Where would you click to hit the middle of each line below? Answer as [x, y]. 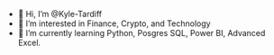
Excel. [29, 42]
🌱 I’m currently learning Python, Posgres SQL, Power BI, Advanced [142, 33]
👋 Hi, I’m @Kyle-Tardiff [59, 14]
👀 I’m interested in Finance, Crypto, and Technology [114, 23]
